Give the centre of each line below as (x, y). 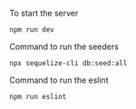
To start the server (44, 13)
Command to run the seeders (64, 46)
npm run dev (32, 30)
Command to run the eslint (59, 80)
